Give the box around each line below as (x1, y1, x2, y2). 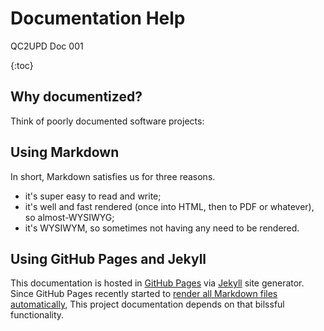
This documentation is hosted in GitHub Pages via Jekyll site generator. (10, 277, 305, 289)
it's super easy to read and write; (24, 190, 162, 202)
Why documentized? (10, 88, 143, 106)
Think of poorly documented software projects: (10, 115, 205, 127)
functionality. (10, 309, 65, 321)
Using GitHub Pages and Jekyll (10, 250, 207, 267)
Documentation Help (10, 7, 186, 30)
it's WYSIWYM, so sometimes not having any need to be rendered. (24, 222, 300, 234)
